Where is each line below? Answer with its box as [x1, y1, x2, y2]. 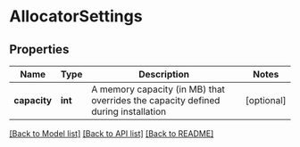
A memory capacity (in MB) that [90, 83, 226, 95]
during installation [90, 105, 167, 118]
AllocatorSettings [9, 6, 143, 27]
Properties [9, 42, 70, 57]
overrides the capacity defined [90, 94, 221, 106]
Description [137, 69, 190, 80]
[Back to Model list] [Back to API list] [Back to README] [9, 128, 214, 139]
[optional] [245, 94, 287, 106]
